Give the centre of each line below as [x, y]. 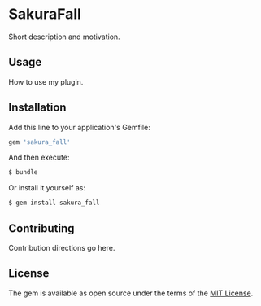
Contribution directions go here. [62, 248]
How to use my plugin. [46, 81]
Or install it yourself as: [47, 188]
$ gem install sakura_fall [54, 203]
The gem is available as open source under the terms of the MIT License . [131, 293]
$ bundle [23, 173]
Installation [37, 108]
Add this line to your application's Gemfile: [79, 127]
